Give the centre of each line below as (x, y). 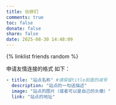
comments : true (25, 17)
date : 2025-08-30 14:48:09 (40, 39)
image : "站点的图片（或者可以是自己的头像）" (61, 91)
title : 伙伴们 (22, 12)
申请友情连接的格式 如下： (38, 69)
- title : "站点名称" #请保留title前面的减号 (57, 80)
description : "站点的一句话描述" (49, 85)
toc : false (20, 23)
